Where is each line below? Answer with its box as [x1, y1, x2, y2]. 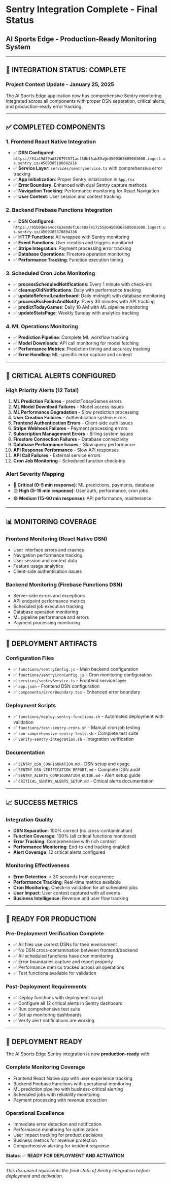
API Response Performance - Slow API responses [13, 447, 119, 453]
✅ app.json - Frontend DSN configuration [13, 683, 100, 689]
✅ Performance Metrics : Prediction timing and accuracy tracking [13, 346, 150, 352]
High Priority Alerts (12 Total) [6, 387, 79, 394]
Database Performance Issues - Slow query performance [13, 441, 135, 447]
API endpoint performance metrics [13, 598, 86, 604]
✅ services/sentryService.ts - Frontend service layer [13, 677, 127, 683]
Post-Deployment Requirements [6, 983, 87, 990]
